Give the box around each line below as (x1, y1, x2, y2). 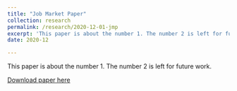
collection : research (7, 17, 71, 24)
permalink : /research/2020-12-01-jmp (7, 23, 119, 30)
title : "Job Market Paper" (7, 10, 87, 18)
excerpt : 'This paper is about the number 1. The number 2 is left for (7, 30, 222, 37)
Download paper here (7, 75, 71, 85)
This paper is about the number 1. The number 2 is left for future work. (7, 62, 212, 71)
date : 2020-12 (7, 37, 49, 44)
